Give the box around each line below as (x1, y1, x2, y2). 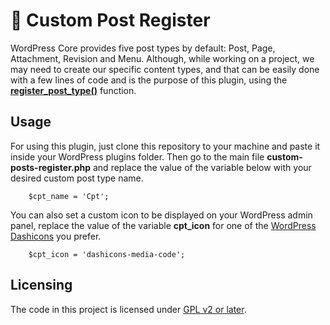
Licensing (10, 277, 73, 294)
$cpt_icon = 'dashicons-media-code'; (28, 249, 186, 259)
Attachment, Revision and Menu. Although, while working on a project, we (10, 52, 315, 64)
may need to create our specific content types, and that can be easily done (10, 63, 320, 75)
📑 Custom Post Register (10, 9, 211, 32)
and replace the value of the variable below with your (92, 161, 312, 173)
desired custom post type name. (10, 172, 144, 184)
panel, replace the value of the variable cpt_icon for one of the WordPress (10, 219, 317, 231)
